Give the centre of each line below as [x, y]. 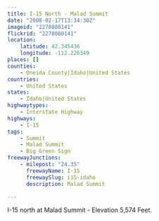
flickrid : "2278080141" [42, 33]
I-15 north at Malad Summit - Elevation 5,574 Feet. [80, 210]
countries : [23, 79]
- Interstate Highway [51, 112]
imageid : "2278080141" [40, 27]
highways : [22, 118]
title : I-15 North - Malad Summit [58, 14]
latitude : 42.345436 [50, 46]
